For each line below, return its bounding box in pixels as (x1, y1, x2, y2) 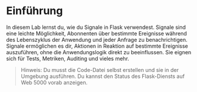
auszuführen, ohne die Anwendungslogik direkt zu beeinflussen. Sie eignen (6, 48, 192, 55)
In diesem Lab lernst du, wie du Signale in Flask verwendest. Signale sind (6, 24, 186, 31)
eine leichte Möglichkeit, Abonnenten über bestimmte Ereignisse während (6, 29, 187, 37)
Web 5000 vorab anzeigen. (20, 78, 88, 86)
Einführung (6, 4, 63, 18)
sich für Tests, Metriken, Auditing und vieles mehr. (6, 55, 130, 62)
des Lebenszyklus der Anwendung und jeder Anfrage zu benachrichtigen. (6, 36, 187, 43)
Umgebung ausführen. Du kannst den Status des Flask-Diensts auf (20, 73, 185, 80)
